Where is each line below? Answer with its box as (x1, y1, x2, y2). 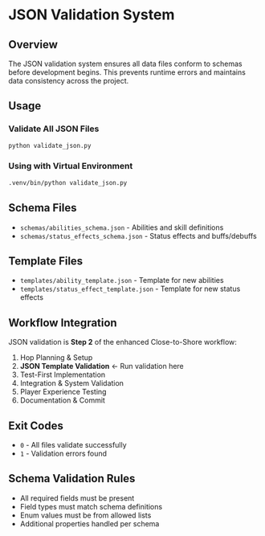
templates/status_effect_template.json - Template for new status (19, 284, 241, 294)
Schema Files (8, 201, 77, 215)
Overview (8, 38, 59, 51)
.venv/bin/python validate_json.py (8, 178, 128, 186)
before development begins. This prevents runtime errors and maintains (8, 68, 247, 77)
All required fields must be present (19, 493, 135, 503)
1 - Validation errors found (19, 448, 107, 458)
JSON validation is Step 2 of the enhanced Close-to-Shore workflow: (8, 338, 237, 347)
